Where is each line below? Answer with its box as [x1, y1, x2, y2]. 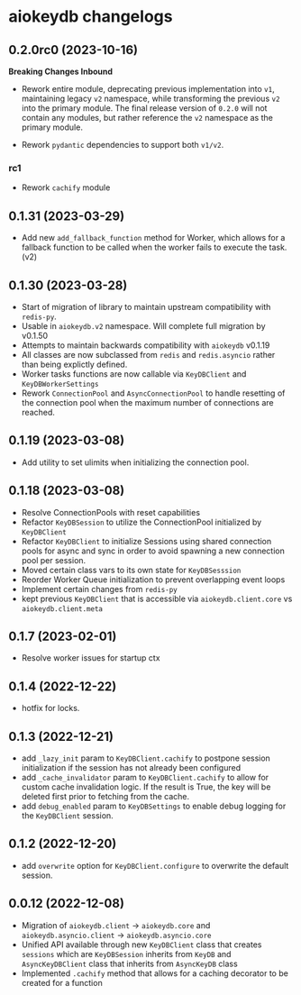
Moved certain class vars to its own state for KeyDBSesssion [21, 564, 242, 575]
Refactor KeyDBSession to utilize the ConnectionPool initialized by [21, 516, 262, 527]
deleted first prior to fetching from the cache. [21, 790, 190, 801]
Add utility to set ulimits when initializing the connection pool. [21, 457, 250, 468]
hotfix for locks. [21, 703, 80, 714]
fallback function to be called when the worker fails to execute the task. [21, 242, 287, 253]
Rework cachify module [21, 182, 111, 193]
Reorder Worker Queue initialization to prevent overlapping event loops [21, 574, 286, 585]
